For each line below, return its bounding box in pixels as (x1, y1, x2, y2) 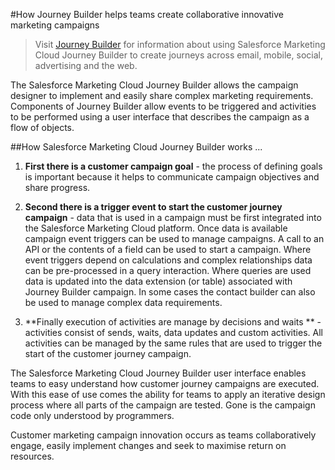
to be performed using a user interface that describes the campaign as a (10, 111, 310, 123)
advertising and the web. (34, 60, 138, 71)
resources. (10, 450, 55, 462)
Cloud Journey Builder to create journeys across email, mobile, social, (34, 49, 323, 61)
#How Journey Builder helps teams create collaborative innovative (10, 9, 284, 20)
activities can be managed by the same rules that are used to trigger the (24, 337, 323, 349)
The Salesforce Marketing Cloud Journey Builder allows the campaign (10, 79, 299, 91)
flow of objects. (10, 122, 75, 133)
